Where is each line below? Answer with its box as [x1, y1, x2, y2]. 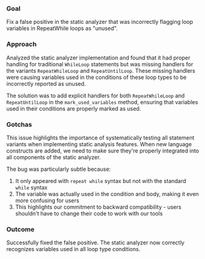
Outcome [6, 225, 35, 233]
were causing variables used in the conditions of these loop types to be [6, 73, 187, 81]
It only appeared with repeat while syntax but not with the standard [15, 177, 187, 184]
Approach [6, 40, 37, 48]
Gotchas [6, 120, 32, 129]
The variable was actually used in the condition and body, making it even [15, 190, 199, 197]
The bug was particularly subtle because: [6, 165, 111, 173]
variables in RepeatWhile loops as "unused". [6, 24, 118, 32]
